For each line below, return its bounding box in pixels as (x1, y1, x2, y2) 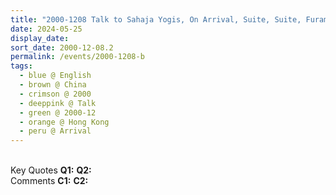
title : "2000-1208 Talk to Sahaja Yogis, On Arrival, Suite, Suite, (10, 14, 302, 25)
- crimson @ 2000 (19, 89, 92, 99)
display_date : (10, 33, 70, 43)
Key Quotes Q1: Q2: (10, 164, 92, 176)
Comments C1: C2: (10, 175, 89, 187)
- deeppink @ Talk (19, 98, 97, 108)
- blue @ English (19, 71, 92, 81)
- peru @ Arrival (19, 126, 92, 136)
